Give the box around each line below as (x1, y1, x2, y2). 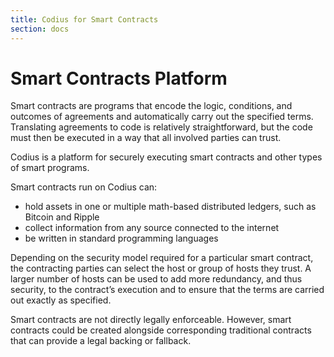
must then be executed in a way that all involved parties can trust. (10, 132, 282, 144)
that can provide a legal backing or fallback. (10, 335, 192, 347)
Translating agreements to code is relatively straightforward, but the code (10, 121, 313, 133)
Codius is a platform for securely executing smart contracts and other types (10, 151, 323, 163)
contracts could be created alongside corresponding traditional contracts (10, 324, 312, 336)
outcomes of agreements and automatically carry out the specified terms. (10, 111, 314, 123)
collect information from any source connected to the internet (24, 222, 280, 234)
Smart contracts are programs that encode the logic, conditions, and (10, 100, 293, 112)
